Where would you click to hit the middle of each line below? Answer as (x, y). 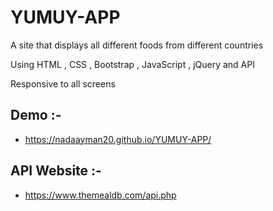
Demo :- (36, 115)
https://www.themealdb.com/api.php (100, 195)
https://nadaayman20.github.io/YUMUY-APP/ (118, 139)
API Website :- (56, 171)
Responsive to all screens (63, 83)
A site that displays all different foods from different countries (137, 45)
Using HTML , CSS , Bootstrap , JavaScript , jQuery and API (132, 64)
